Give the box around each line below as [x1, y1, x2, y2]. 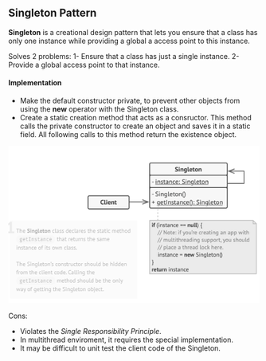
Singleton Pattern [8, 6, 97, 20]
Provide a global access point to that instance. [8, 60, 161, 69]
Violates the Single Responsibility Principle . [19, 326, 162, 335]
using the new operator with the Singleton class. [19, 104, 179, 114]
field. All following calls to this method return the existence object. [19, 130, 237, 139]
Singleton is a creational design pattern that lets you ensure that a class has [8, 27, 258, 37]
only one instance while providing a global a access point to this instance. [8, 36, 251, 45]
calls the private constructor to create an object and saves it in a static [19, 121, 251, 131]
